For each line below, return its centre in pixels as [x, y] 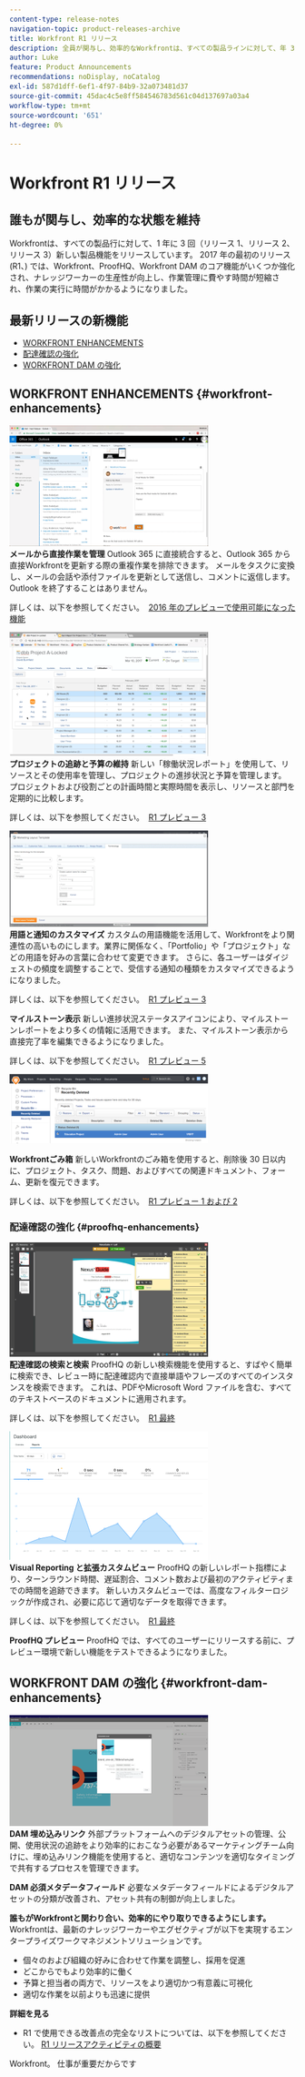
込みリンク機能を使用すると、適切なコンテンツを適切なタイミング [172, 1856]
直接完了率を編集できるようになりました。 [89, 1041]
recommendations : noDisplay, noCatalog [85, 77]
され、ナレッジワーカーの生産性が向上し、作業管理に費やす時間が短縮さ [145, 278]
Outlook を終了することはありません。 [81, 588]
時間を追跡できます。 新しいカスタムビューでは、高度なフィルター [149, 1591]
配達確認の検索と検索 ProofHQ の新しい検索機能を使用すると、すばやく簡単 [151, 1364]
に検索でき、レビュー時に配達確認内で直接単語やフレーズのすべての [136, 1376]
